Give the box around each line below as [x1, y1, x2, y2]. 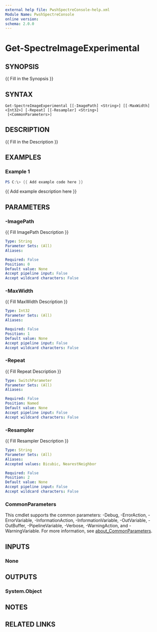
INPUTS [5, 542, 30, 551]
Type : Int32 [5, 309, 30, 314]
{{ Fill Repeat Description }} [5, 368, 61, 374]
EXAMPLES [5, 153, 41, 162]
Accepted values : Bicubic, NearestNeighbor [5, 462, 97, 467]
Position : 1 [5, 331, 30, 336]
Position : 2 [5, 475, 30, 480]
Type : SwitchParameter [5, 378, 52, 383]
